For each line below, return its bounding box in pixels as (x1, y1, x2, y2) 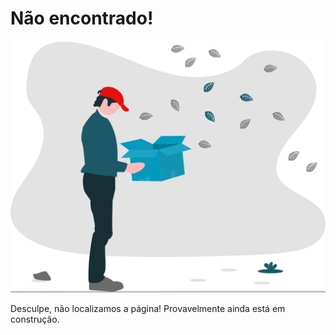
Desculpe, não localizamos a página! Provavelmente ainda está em (10, 303, 286, 315)
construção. (10, 313, 60, 326)
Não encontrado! (10, 7, 154, 30)
